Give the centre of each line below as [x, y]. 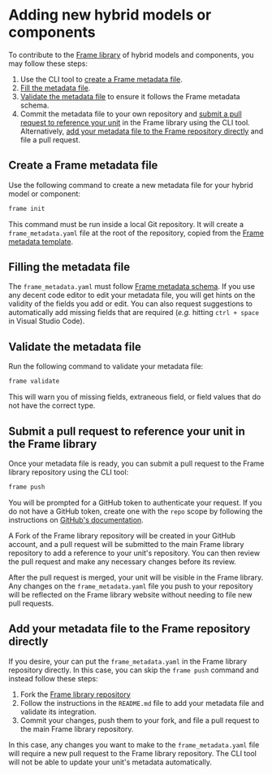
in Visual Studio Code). [47, 321]
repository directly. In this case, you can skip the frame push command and [134, 670]
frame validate [34, 381]
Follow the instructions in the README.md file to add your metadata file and [142, 703]
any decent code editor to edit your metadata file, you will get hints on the [132, 296]
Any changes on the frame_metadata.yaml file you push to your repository [131, 586]
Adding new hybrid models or [110, 15]
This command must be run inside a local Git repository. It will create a [126, 224]
